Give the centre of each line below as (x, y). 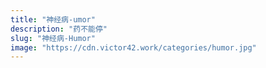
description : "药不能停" (59, 29)
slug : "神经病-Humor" (53, 38)
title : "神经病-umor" (53, 19)
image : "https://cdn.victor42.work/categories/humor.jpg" (133, 47)
